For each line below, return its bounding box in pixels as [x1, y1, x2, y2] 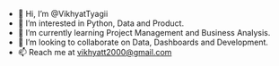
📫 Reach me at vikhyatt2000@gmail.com [17, 47, 172, 57]
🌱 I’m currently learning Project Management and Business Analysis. [17, 28, 271, 37]
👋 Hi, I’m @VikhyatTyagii [17, 9, 109, 19]
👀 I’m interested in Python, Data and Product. [17, 18, 185, 29]
